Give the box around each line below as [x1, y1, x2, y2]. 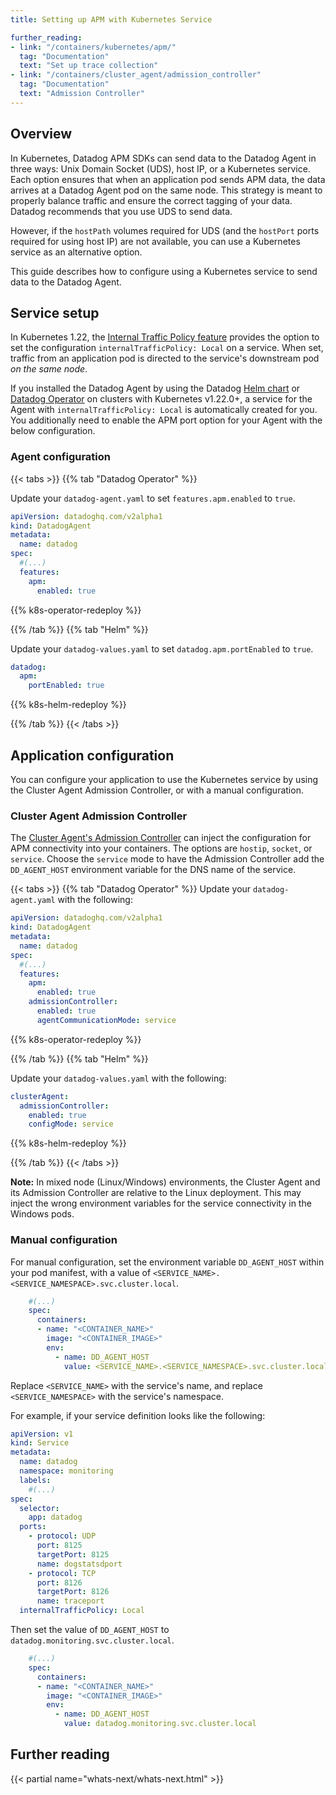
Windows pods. [10, 1208, 75, 1220]
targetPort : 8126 [36, 1587, 110, 1597]
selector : [19, 1503, 60, 1513]
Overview [10, 126, 73, 143]
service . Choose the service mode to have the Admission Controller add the [10, 853, 325, 865]
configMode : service [28, 1119, 114, 1130]
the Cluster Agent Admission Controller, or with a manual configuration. [10, 784, 304, 796]
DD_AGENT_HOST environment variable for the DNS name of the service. [10, 864, 297, 876]
